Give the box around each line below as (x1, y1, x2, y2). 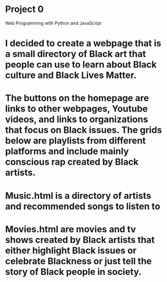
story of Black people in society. (5, 266, 142, 277)
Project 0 (5, 4, 44, 15)
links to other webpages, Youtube (5, 103, 148, 115)
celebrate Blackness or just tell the (5, 255, 152, 266)
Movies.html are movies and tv (5, 223, 136, 235)
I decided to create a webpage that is (5, 38, 161, 49)
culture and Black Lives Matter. (5, 70, 136, 81)
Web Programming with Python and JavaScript (5, 20, 101, 26)
